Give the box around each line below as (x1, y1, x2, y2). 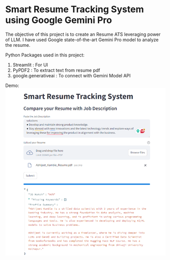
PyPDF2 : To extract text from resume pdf (12, 67, 100, 73)
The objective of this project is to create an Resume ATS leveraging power (5, 31, 161, 37)
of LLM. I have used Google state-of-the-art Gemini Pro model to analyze (5, 37, 159, 43)
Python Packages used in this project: (5, 52, 85, 58)
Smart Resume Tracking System (5, 4, 144, 15)
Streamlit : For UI (12, 62, 48, 68)
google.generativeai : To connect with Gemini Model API (12, 72, 131, 78)
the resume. (5, 42, 31, 48)
